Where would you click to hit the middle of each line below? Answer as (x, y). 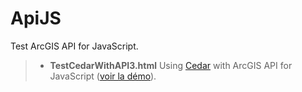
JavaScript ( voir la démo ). (103, 76)
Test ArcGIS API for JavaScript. (74, 46)
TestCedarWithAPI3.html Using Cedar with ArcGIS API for (171, 65)
